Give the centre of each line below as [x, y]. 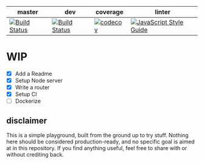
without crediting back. [35, 155]
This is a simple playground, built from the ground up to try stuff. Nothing [97, 135]
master [28, 12]
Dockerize [28, 101]
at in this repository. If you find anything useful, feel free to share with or [97, 148]
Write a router [32, 87]
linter [162, 12]
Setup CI [26, 94]
